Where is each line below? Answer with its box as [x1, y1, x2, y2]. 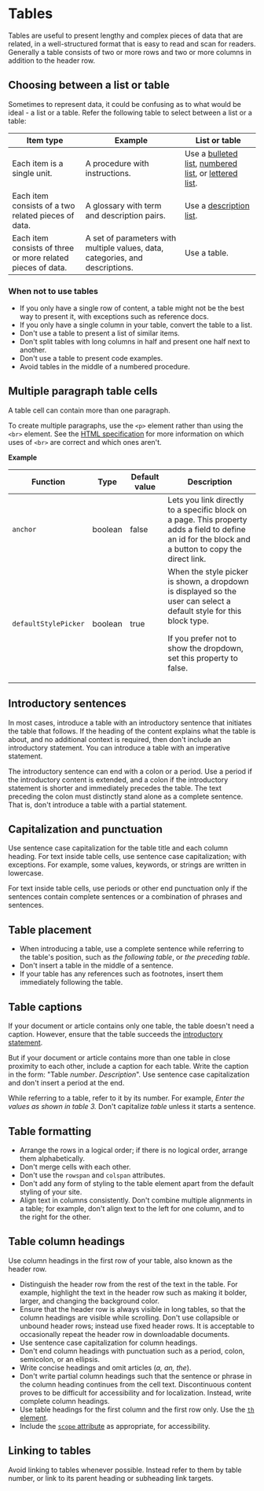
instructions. [85, 167, 131, 178]
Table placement [8, 923, 92, 936]
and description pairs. [85, 210, 167, 221]
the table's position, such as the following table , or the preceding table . [19, 953, 250, 962]
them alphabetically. [19, 1153, 85, 1163]
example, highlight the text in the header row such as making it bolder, [19, 1287, 247, 1297]
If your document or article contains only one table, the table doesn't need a [8, 1021, 255, 1030]
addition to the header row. [8, 56, 96, 65]
